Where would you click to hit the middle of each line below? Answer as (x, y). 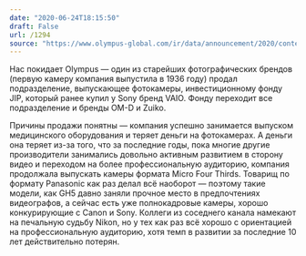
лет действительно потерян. (65, 241)
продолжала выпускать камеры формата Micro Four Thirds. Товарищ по (149, 174)
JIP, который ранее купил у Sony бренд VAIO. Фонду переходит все (141, 98)
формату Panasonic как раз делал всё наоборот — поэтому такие (138, 184)
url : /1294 (30, 35)
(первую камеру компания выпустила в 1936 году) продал (124, 79)
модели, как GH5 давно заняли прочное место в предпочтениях (135, 193)
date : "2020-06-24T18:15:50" (65, 18)
